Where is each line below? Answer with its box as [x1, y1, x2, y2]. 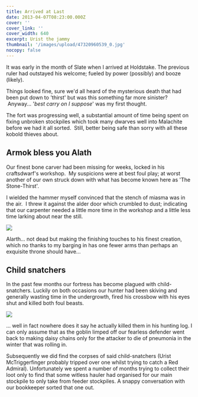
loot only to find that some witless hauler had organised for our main [6, 372, 173, 379]
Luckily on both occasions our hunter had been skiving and [33, 287, 177, 294]
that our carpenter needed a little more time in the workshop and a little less [6, 206, 191, 213]
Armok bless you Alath [6, 148, 92, 158]
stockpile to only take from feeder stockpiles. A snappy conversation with [6, 377, 185, 385]
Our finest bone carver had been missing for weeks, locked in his [6, 164, 165, 171]
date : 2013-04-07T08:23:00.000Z [6, 14, 86, 20]
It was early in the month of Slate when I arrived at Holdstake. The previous [6, 63, 190, 71]
